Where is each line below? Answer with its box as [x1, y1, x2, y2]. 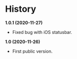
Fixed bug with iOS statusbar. [12, 29, 73, 35]
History [5, 3, 37, 15]
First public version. [12, 48, 53, 54]
